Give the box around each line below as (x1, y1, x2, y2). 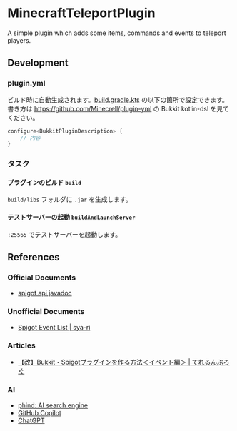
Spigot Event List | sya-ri (17, 323, 91, 331)
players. (7, 36, 31, 44)
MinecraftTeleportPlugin (7, 5, 156, 21)
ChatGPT (17, 416, 45, 425)
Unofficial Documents (7, 307, 85, 317)
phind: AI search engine (17, 401, 88, 410)
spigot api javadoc (17, 289, 73, 298)
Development (7, 57, 69, 69)
